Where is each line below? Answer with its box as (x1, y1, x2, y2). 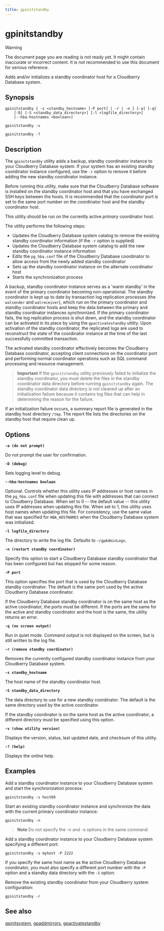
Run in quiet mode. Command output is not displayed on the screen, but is (5, 632, 155, 638)
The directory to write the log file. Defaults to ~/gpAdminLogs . (5, 537, 127, 543)
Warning (5, 45, 22, 50)
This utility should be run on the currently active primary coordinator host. (5, 214, 154, 219)
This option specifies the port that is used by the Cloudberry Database (5, 579, 147, 584)
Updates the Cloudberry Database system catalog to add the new (12, 243, 145, 249)
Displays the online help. (5, 753, 55, 759)
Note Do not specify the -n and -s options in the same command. (17, 826, 149, 833)
